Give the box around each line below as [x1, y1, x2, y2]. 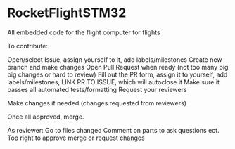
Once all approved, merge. [7, 112, 84, 121]
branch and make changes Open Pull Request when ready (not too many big [7, 63, 229, 71]
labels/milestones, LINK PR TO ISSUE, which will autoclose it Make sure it [7, 77, 220, 86]
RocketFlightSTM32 [7, 5, 127, 21]
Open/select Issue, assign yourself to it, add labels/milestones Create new [7, 55, 223, 64]
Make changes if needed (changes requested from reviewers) [7, 98, 187, 107]
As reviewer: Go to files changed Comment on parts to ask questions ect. [7, 126, 220, 134]
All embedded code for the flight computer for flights [7, 28, 160, 37]
